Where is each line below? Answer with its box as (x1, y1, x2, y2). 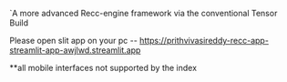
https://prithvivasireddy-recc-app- (139, 36, 269, 46)
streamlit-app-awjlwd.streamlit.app (9, 45, 141, 56)
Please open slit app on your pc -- (9, 36, 138, 46)
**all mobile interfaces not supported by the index (9, 63, 198, 73)
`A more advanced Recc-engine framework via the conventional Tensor (9, 8, 278, 18)
